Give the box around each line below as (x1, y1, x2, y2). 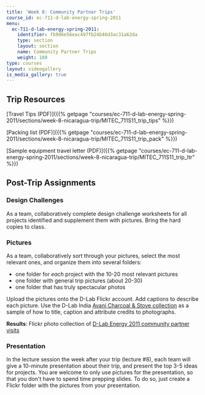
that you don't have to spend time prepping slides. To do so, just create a (6, 375, 190, 383)
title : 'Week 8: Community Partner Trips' (6, 9, 116, 15)
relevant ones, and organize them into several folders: (6, 259, 142, 266)
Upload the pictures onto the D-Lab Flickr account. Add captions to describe (6, 295, 199, 303)
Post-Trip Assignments (6, 178, 96, 188)
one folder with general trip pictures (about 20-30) (15, 277, 143, 284)
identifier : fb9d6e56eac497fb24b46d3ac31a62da (17, 32, 138, 38)
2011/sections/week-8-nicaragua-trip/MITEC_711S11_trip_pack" (6, 135, 165, 142)
